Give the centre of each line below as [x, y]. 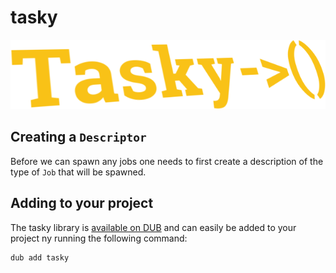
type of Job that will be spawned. [78, 172]
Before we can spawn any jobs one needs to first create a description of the [167, 161]
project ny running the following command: [99, 238]
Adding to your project [82, 203]
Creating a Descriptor [78, 137]
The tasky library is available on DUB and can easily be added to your [153, 227]
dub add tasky [40, 257]
